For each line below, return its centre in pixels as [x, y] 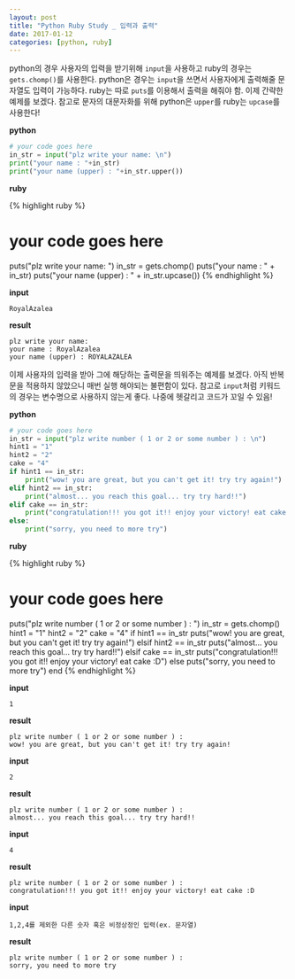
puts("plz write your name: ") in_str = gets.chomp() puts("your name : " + [142, 266]
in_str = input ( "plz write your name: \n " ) [91, 155]
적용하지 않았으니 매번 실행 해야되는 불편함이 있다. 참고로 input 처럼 [141, 385]
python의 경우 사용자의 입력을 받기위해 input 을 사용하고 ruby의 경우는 [131, 68]
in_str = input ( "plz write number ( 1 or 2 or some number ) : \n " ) [138, 439]
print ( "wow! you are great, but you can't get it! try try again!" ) [154, 479]
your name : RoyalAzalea [55, 349]
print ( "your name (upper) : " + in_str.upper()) [96, 171]
